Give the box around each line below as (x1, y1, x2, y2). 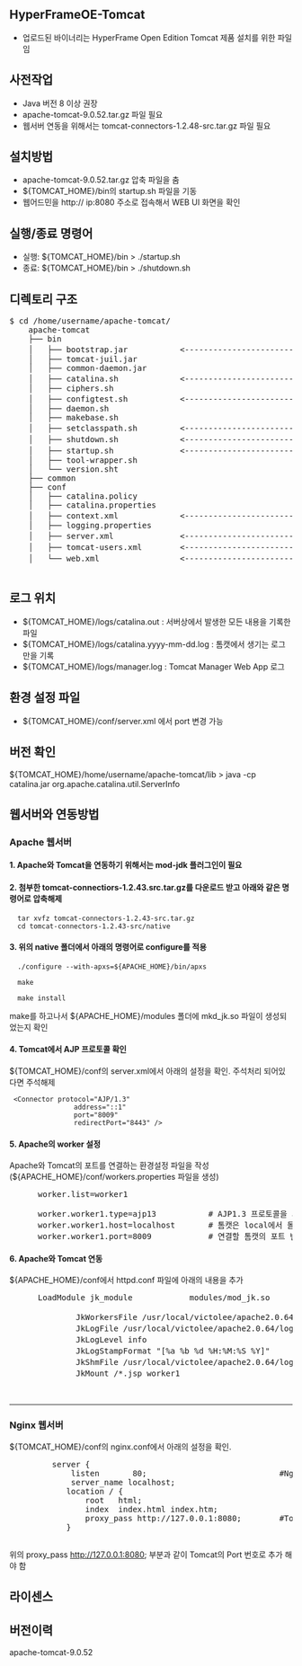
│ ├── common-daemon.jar (28, 363, 147, 374)
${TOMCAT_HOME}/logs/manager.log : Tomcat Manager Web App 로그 (22, 660, 285, 672)
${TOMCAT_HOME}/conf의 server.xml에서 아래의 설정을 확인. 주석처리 (9, 1066, 262, 1077)
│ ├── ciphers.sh (28, 384, 114, 394)
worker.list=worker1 (37, 1190, 129, 1200)
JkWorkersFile (75, 1312, 138, 1323)
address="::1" (73, 1103, 127, 1112)
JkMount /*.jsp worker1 (75, 1369, 181, 1378)
